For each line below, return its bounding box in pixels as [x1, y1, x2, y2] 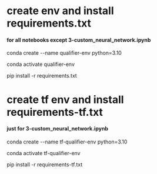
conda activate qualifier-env [6, 61, 75, 68]
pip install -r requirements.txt [6, 72, 77, 79]
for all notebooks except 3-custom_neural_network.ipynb [6, 36, 151, 43]
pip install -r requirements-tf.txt [6, 160, 83, 168]
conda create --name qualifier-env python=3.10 [6, 49, 122, 56]
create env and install [6, 4, 114, 18]
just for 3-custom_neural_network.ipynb [6, 125, 108, 132]
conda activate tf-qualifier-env [6, 149, 81, 156]
